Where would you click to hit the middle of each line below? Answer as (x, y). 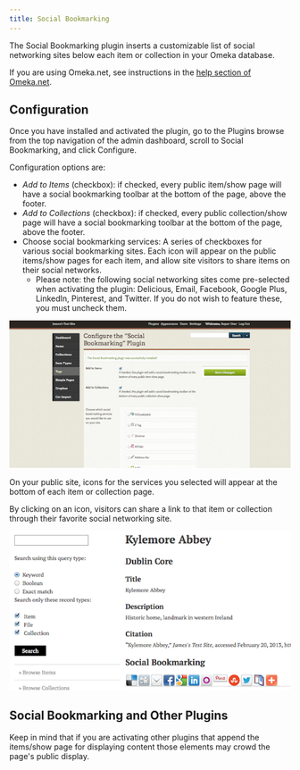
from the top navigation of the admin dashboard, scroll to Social (126, 141)
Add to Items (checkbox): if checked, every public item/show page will (152, 185)
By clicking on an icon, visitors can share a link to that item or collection (141, 509)
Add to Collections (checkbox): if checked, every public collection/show (154, 213)
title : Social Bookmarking (59, 19)
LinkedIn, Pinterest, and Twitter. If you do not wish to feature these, (159, 298)
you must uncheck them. (81, 308)
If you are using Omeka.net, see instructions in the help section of (130, 72)
